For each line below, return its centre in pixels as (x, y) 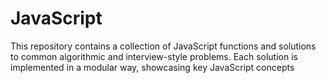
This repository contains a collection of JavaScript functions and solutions (163, 46)
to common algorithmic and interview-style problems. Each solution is (154, 56)
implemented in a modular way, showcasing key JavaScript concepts (152, 67)
